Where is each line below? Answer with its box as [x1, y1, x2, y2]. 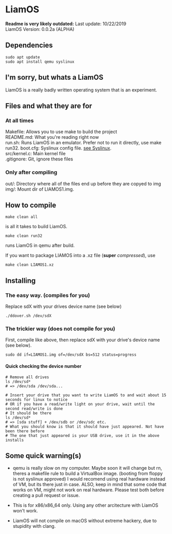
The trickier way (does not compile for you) [5, 325, 116, 332]
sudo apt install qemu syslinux [5, 59, 74, 64]
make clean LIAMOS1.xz [5, 262, 54, 268]
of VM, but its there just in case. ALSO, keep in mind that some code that [12, 482, 167, 488]
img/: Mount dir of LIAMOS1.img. [5, 186, 74, 192]
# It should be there [5, 410, 52, 416]
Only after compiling [5, 169, 58, 176]
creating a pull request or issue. [12, 492, 80, 499]
